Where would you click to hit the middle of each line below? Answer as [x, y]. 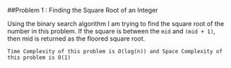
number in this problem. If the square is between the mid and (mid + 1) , [111, 31]
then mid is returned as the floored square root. [76, 39]
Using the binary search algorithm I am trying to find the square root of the [116, 23]
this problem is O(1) [39, 57]
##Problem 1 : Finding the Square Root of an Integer [83, 10]
